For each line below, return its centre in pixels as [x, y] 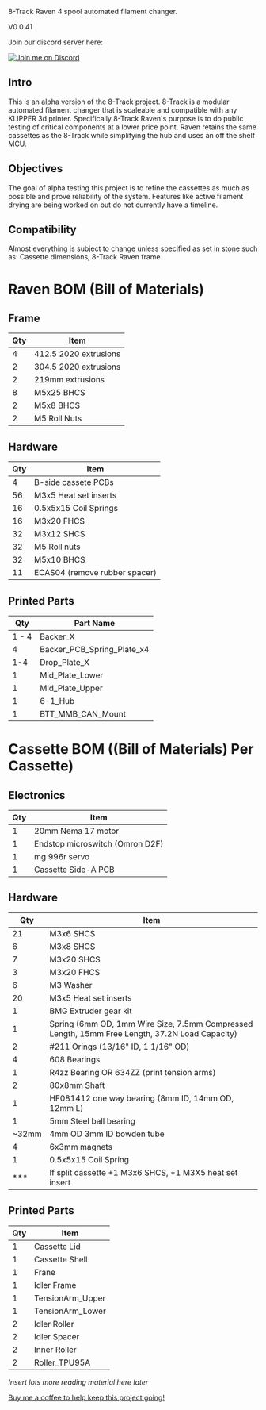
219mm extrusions [70, 380]
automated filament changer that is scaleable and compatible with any [123, 109]
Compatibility [42, 230]
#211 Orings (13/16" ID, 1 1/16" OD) [120, 1047]
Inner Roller [55, 1350]
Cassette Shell [61, 1259]
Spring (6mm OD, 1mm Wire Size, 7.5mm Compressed [151, 1024]
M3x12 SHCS [60, 534]
